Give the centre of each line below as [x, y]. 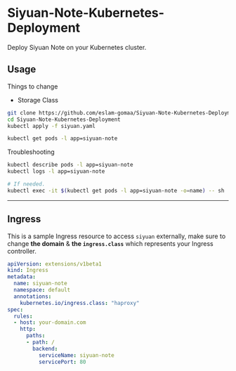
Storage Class [38, 100]
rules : [23, 316]
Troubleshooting [31, 152]
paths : [35, 336]
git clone [22, 113]
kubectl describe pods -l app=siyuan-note [70, 165]
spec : [15, 310]
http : [28, 329]
